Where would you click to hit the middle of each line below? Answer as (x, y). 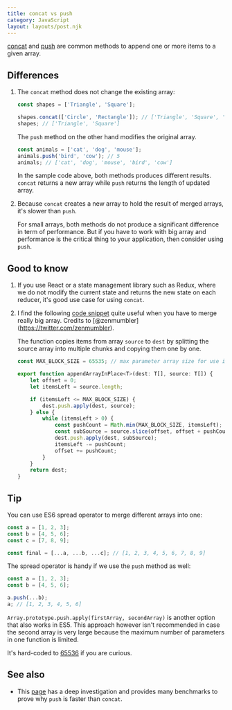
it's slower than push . (47, 211)
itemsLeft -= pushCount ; (90, 444)
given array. (24, 53)
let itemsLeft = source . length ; (77, 387)
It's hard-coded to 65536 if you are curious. (70, 653)
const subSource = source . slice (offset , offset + (127, 432)
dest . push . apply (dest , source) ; (89, 406)
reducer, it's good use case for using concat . (81, 300)
